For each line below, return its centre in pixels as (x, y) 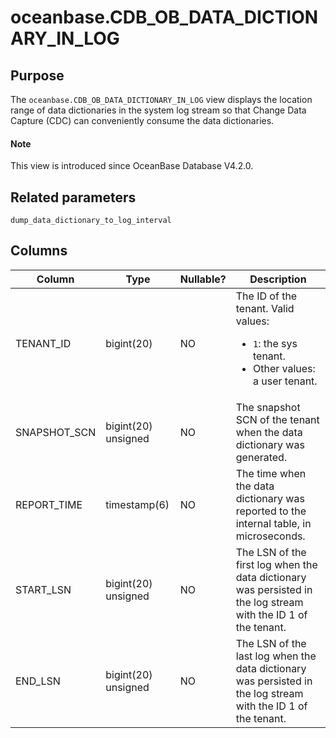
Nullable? (203, 279)
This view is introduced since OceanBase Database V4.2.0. (132, 166)
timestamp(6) (137, 504)
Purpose (37, 75)
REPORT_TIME (49, 504)
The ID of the (266, 296)
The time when (271, 473)
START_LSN (43, 589)
